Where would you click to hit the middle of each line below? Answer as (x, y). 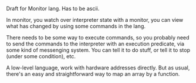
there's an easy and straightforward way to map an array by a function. (93, 74)
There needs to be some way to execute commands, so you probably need (98, 37)
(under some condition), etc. (41, 56)
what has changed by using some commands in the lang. (76, 26)
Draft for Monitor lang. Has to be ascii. (53, 9)
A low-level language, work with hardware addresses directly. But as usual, (98, 68)
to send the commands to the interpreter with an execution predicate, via (95, 44)
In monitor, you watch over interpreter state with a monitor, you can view (95, 20)
